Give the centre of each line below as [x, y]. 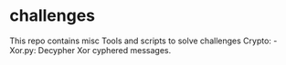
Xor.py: [23, 50]
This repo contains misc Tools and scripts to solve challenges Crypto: [141, 41]
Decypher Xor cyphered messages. [105, 50]
